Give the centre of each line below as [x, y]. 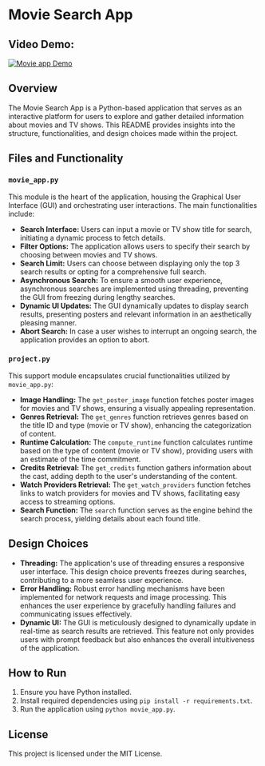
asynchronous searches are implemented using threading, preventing [134, 289]
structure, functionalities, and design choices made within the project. [123, 133]
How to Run [38, 673]
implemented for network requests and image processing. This [123, 596]
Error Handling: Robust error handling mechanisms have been [122, 588]
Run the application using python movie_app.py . [97, 709]
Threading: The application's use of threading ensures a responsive [132, 563]
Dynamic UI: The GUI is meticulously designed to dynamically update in [138, 622]
